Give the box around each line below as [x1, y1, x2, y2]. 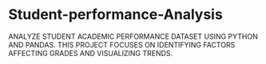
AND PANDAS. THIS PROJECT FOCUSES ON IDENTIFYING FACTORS [8, 40, 236, 49]
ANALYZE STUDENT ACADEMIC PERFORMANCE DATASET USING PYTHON [8, 32, 258, 41]
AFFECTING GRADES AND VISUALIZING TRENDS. [8, 48, 173, 58]
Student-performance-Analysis [8, 6, 224, 24]
